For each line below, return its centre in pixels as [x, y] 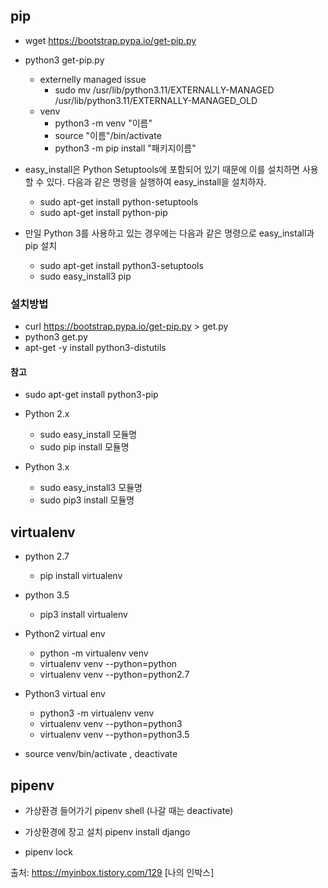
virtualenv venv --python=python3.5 [114, 735]
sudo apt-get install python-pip [103, 212]
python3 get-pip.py [64, 60]
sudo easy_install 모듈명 [88, 435]
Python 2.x [47, 414]
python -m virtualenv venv [94, 653]
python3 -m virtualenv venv [97, 713]
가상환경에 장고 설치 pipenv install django [107, 831]
